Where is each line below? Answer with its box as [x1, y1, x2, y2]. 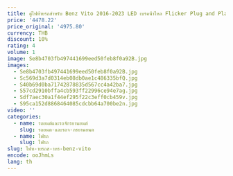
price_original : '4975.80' [7, 23, 85, 30]
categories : [7, 113, 42, 120]
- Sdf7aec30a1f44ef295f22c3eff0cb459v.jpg [13, 94, 138, 101]
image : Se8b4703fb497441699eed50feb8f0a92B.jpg [7, 55, 148, 62]
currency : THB [7, 29, 49, 37]
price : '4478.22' [7, 17, 58, 24]
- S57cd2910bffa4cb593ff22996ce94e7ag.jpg [13, 87, 138, 94]
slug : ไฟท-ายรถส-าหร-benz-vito [7, 146, 92, 152]
